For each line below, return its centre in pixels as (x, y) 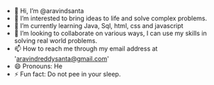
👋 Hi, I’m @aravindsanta (49, 11)
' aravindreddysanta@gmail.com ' (62, 59)
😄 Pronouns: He (38, 66)
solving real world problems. (56, 41)
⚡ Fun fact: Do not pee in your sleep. (67, 74)
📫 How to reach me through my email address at (86, 48)
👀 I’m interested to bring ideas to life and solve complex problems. (111, 18)
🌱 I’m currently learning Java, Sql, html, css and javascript (98, 26)
